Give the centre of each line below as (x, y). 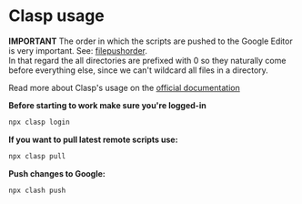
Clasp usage (57, 16)
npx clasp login (39, 122)
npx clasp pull (37, 156)
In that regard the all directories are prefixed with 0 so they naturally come (147, 60)
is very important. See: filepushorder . (78, 50)
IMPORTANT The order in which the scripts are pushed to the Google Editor (151, 41)
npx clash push (37, 190)
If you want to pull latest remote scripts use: (93, 139)
